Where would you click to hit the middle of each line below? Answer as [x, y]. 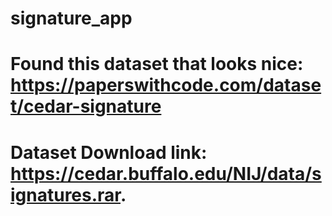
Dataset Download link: [109, 152]
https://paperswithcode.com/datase [166, 85]
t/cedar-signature [86, 106]
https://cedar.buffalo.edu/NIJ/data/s [166, 173]
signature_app [71, 18]
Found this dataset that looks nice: [157, 64]
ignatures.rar [66, 194]
